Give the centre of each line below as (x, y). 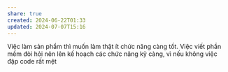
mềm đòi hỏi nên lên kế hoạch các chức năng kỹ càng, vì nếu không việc (113, 54)
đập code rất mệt (32, 62)
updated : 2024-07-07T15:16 (47, 27)
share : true (24, 14)
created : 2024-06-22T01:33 (47, 20)
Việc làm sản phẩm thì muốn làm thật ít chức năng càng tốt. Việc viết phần (114, 47)
